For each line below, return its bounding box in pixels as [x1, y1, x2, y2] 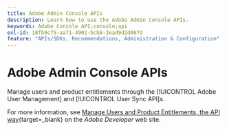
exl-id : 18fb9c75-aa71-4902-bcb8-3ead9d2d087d [7, 29, 143, 36]
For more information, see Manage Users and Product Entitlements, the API [7, 108, 220, 116]
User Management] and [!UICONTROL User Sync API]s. [7, 95, 165, 103]
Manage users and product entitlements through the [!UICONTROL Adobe [7, 88, 217, 96]
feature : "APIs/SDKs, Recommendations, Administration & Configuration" [7, 36, 220, 42]
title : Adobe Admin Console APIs [7, 10, 103, 17]
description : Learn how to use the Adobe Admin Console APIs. [7, 16, 189, 23]
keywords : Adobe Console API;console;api [7, 23, 128, 29]
